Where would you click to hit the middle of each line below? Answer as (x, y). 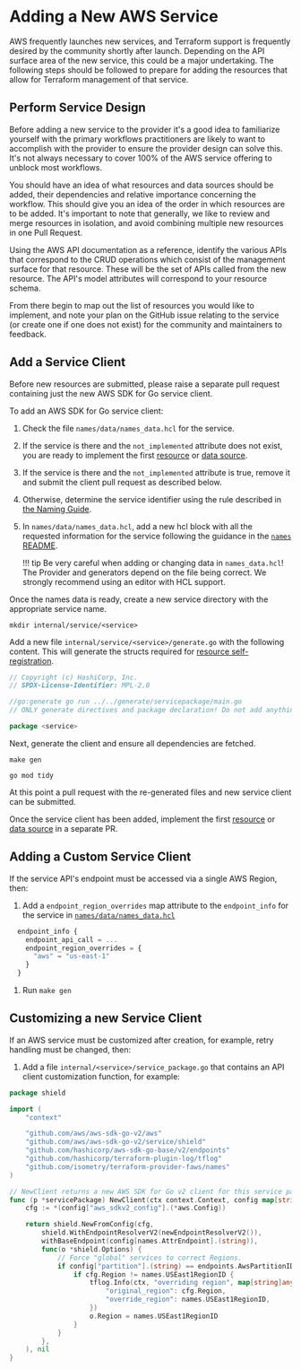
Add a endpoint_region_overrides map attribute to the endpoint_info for (155, 905)
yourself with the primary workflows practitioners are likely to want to (138, 139)
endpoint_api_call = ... (72, 939)
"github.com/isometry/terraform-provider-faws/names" (128, 1167)
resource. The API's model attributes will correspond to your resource (138, 278)
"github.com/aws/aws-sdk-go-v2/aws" (94, 1134)
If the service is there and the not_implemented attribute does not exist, (152, 445)
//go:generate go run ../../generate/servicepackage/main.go (126, 702)
